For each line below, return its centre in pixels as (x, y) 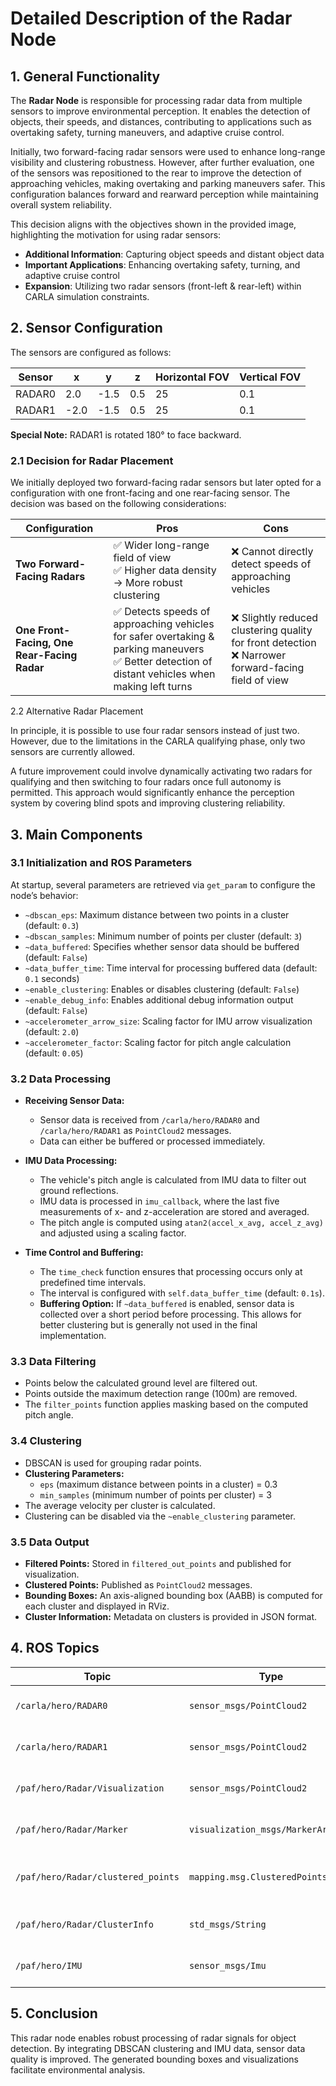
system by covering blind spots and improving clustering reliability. (148, 803)
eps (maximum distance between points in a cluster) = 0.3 (158, 1484)
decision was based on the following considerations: (118, 504)
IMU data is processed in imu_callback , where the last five (159, 1201)
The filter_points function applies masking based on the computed (166, 1404)
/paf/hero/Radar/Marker (72, 1829)
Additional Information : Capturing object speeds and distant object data (174, 254)
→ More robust (148, 583)
